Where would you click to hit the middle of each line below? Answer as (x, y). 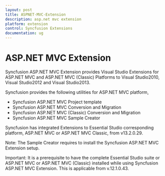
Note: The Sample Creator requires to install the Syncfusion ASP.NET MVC (82, 142)
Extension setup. (22, 148)
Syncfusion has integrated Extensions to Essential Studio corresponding (79, 127)
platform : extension (27, 24)
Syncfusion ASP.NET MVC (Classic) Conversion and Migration (76, 112)
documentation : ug (24, 33)
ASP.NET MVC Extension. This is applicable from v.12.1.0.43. (67, 168)
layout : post (19, 10)
